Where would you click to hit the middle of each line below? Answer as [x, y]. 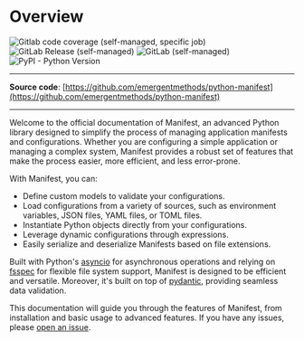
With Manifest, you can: [53, 178]
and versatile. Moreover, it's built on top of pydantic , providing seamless [144, 280]
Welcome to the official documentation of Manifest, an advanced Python [144, 122]
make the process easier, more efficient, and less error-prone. [125, 161]
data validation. [38, 290]
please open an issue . [50, 327]
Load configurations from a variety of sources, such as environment [149, 205]
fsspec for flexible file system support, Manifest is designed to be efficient [148, 271]
